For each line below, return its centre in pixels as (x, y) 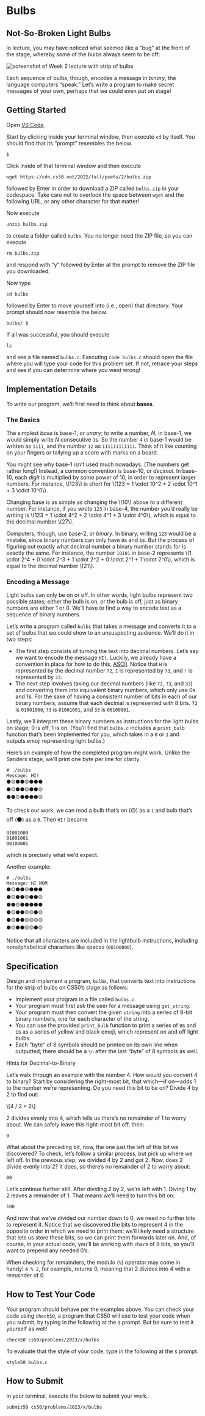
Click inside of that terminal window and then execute (74, 166)
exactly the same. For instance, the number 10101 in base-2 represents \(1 (99, 553)
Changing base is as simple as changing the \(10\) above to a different (94, 502)
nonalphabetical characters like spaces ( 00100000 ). (70, 947)
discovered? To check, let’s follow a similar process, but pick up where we (99, 1154)
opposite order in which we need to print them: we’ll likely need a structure (100, 1231)
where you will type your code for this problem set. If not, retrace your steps (102, 363)
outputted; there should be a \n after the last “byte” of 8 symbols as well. (107, 1051)
